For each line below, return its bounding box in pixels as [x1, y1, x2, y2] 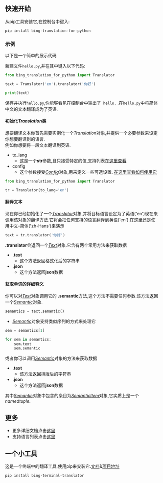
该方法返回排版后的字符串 [19, 371, 71, 377]
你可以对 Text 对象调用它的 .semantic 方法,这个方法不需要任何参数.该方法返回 [5, 293, 158, 299]
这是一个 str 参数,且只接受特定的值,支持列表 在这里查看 [19, 158, 127, 163]
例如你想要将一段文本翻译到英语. [5, 142, 71, 148]
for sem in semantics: [5, 337, 51, 342]
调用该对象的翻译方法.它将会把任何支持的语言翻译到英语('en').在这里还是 [5, 217, 152, 223]
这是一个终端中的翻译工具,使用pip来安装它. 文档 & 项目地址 [5, 463, 120, 469]
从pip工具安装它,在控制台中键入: [5, 19, 70, 24]
